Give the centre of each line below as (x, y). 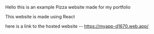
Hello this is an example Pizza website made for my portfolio (68, 7)
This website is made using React (40, 17)
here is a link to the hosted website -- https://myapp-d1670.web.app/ (77, 26)
